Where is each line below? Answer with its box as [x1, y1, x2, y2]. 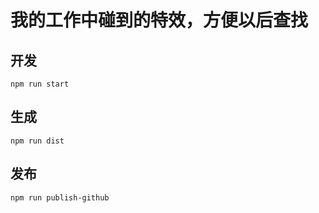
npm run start [10, 79, 70, 89]
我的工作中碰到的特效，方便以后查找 [10, 9, 309, 32]
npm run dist [10, 136, 65, 146]
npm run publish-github [10, 192, 110, 203]
